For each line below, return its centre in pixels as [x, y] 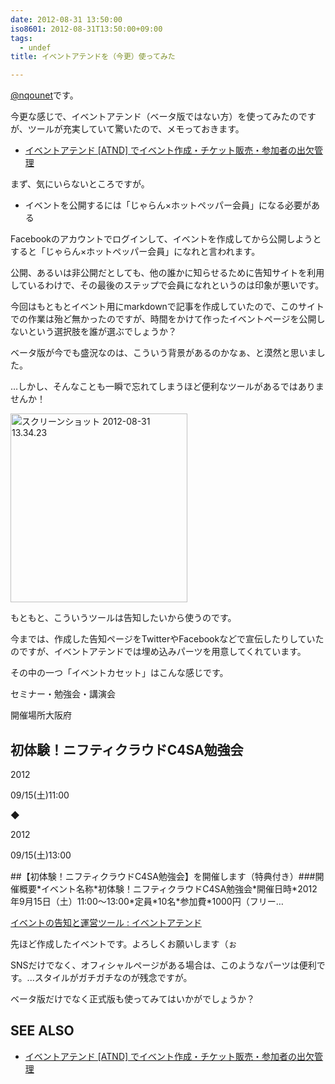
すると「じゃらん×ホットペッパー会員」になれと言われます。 [135, 252]
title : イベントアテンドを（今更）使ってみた [93, 57]
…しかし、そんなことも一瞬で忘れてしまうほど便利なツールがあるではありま [167, 387]
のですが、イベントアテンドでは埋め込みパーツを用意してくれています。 [158, 652]
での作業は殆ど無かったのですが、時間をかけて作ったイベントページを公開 [163, 319]
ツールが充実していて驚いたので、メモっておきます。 [136, 129]
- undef [35, 47]
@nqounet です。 [44, 95]
